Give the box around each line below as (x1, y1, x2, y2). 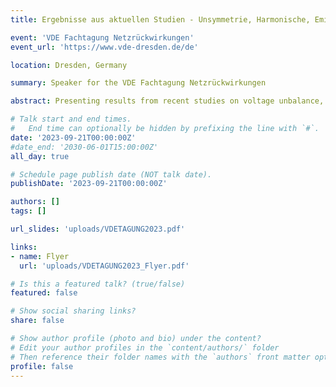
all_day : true (10, 151, 70, 161)
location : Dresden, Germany (10, 60, 128, 70)
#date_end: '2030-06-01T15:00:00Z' (10, 142, 159, 152)
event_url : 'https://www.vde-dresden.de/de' (10, 42, 199, 52)
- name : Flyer (10, 251, 70, 261)
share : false (10, 316, 65, 326)
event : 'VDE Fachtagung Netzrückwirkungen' (10, 32, 195, 43)
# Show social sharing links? (10, 306, 137, 316)
